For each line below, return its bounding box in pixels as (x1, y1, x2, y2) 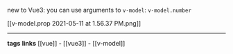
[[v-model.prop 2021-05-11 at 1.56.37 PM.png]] (7, 19, 141, 27)
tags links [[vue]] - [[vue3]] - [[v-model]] (7, 39, 126, 47)
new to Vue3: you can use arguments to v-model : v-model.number (7, 6, 192, 14)
